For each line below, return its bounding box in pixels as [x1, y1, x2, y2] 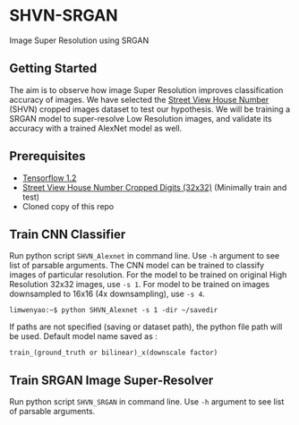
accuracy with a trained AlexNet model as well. [9, 123, 183, 133]
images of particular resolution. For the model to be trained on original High [9, 269, 287, 280]
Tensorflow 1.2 [21, 172, 77, 183]
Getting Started [9, 61, 98, 76]
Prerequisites [9, 149, 86, 164]
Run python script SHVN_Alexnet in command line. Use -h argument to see [9, 251, 280, 261]
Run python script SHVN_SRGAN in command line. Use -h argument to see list [9, 396, 285, 407]
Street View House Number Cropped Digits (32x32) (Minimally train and [21, 182, 287, 192]
